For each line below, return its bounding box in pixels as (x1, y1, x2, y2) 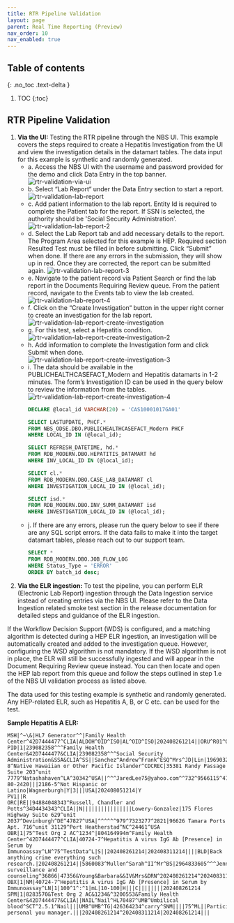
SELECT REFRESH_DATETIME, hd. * (27, 444, 119, 451)
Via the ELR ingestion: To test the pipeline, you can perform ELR (17, 581, 203, 590)
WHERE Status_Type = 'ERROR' (27, 562, 113, 569)
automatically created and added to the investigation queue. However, (7, 640, 208, 648)
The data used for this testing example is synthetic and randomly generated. (7, 690, 226, 698)
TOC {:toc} (17, 94, 49, 102)
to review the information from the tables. (27, 385, 147, 393)
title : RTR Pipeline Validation (7, 10, 101, 17)
